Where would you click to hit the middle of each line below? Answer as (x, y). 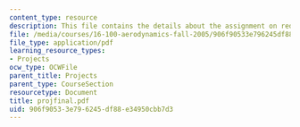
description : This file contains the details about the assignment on (143, 26)
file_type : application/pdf (62, 42)
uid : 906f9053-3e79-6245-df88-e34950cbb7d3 (92, 109)
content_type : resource (54, 17)
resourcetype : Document (54, 92)
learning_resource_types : (57, 51)
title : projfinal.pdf (50, 101)
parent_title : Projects (54, 76)
